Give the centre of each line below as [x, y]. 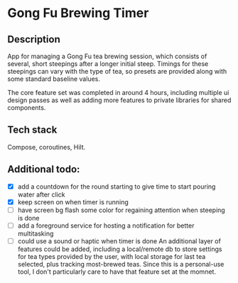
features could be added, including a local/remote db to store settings [120, 249]
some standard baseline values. [54, 79]
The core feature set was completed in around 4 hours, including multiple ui [118, 93]
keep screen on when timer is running [73, 202]
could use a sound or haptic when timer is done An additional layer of [119, 241]
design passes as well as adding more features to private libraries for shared [119, 100]
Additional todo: [44, 169]
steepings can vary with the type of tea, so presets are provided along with [117, 71]
